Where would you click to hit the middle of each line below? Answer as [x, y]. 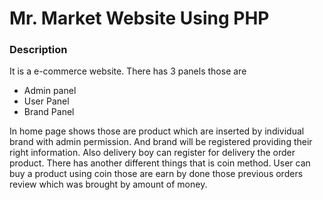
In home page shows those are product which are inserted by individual [157, 131]
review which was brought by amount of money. [108, 184]
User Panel [46, 101]
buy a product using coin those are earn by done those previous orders [156, 174]
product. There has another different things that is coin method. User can [160, 163]
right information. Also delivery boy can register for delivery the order [152, 153]
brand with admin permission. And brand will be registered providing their [161, 142]
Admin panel [50, 91]
